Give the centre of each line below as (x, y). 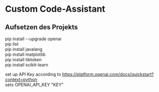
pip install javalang (24, 49)
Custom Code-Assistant (55, 9)
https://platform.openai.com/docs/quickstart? (108, 74)
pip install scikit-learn (27, 65)
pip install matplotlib (25, 54)
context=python (21, 80)
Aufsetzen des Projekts (42, 27)
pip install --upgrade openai (33, 39)
